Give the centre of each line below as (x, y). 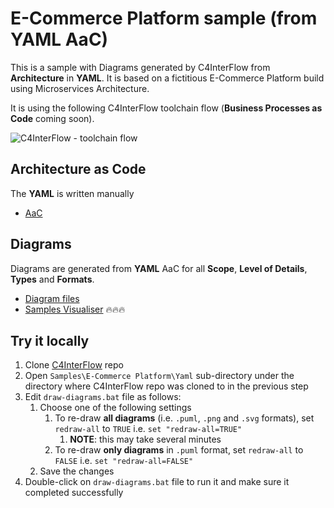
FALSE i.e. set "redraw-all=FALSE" (124, 461)
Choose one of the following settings (115, 408)
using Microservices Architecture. (80, 88)
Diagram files (52, 298)
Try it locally (50, 340)
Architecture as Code (78, 169)
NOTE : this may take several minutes (145, 439)
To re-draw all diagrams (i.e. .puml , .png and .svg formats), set (184, 418)
